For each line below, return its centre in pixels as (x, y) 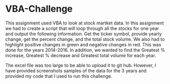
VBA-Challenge (39, 9)
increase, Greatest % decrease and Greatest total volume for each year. (81, 55)
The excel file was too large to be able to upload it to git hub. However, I (81, 65)
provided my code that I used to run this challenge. (59, 76)
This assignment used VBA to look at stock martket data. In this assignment (85, 23)
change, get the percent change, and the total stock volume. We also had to (85, 39)
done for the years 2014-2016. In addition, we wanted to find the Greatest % (85, 50)
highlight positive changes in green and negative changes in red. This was (83, 44)
